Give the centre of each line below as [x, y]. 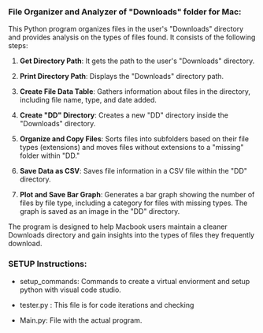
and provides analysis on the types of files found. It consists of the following [132, 37]
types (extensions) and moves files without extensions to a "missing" [131, 148]
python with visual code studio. [70, 290]
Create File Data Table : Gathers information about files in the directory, [135, 92]
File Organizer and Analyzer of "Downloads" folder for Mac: [125, 12]
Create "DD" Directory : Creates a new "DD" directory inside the [124, 115]
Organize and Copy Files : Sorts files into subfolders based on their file [134, 139]
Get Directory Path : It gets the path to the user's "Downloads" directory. [137, 61]
